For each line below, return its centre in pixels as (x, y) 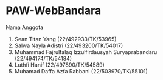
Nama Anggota (25, 27)
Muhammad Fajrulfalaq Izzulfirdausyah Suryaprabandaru (86, 52)
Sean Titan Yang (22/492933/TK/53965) (65, 39)
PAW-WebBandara (54, 11)
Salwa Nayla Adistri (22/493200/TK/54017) (69, 45)
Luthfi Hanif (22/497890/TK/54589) (59, 65)
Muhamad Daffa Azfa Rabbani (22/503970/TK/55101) (81, 71)
